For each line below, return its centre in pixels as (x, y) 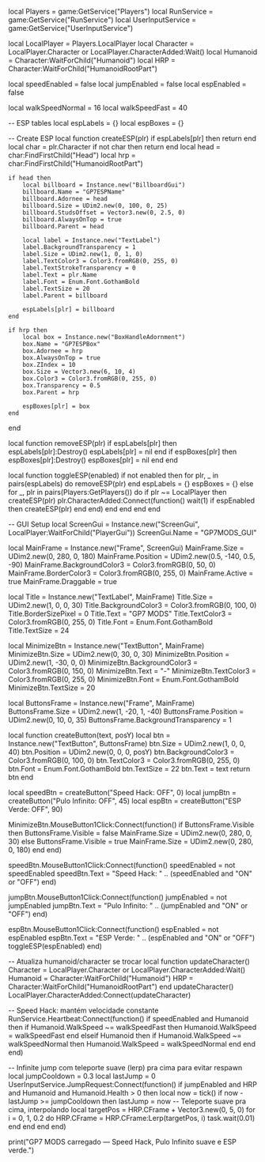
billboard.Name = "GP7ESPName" (74, 192)
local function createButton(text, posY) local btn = (89, 735)
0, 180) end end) (35, 850)
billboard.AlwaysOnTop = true (72, 220)
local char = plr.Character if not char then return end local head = (115, 147)
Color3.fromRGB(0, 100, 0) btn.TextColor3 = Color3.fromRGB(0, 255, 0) (124, 760)
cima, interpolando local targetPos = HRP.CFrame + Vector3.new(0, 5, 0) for (132, 1109)
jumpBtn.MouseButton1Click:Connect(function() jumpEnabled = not (118, 897)
